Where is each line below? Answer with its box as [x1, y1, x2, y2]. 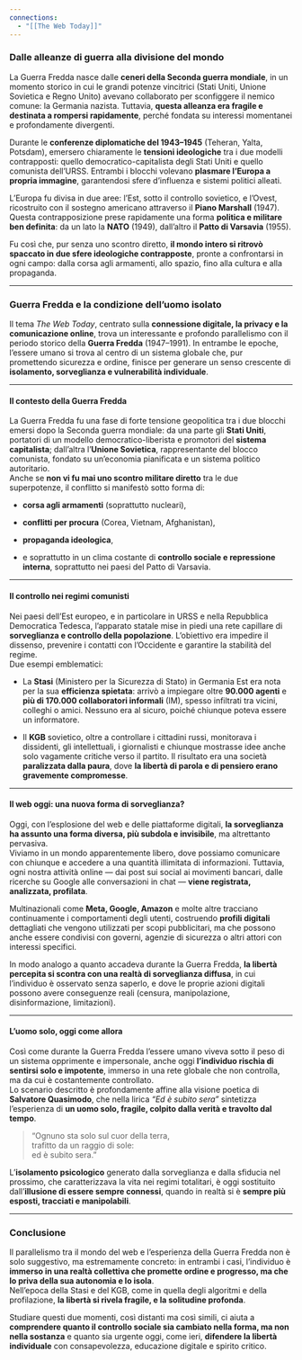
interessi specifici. [9, 941, 77, 952]
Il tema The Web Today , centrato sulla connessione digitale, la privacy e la [9, 318, 289, 329]
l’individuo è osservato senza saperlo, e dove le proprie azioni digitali [9, 978, 265, 989]
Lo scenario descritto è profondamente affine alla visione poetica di [9, 1084, 260, 1095]
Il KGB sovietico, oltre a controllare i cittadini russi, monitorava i [22, 731, 257, 742]
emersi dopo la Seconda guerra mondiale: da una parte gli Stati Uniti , [9, 425, 267, 436]
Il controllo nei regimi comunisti [9, 590, 130, 601]
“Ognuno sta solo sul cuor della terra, [31, 1130, 171, 1141]
